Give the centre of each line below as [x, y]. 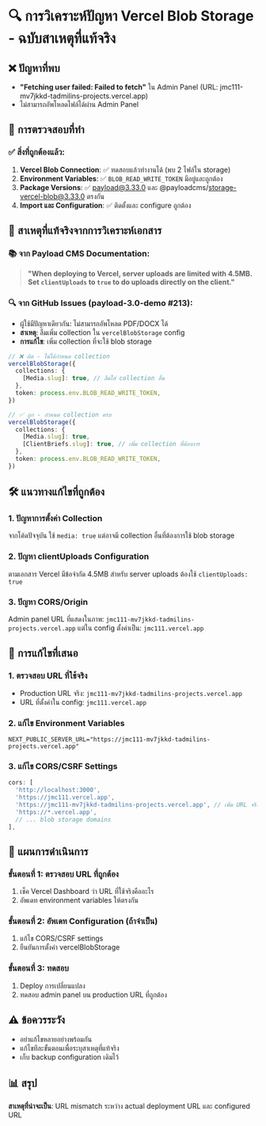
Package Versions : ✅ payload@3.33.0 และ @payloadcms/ [114, 187]
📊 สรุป [23, 1083]
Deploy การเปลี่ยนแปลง [52, 985]
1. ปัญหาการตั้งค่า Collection [55, 519]
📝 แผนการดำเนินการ [48, 852]
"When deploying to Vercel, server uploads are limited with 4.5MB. [140, 274]
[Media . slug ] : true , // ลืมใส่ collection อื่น [94, 379]
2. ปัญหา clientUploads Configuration [79, 557]
